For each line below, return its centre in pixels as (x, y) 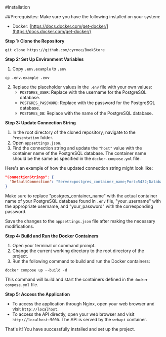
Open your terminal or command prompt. (54, 245)
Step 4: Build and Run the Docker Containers (52, 236)
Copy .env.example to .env (39, 69)
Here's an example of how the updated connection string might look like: (79, 168)
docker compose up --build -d (36, 270)
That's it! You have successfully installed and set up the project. (70, 329)
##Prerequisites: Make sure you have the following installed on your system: (83, 17)
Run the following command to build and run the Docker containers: (81, 261)
